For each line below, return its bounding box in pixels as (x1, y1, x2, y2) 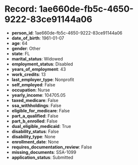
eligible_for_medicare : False (11, 107, 70, 113)
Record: (4, 3, 38, 15)
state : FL (11, 50, 30, 57)
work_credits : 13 (11, 71, 46, 77)
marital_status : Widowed (11, 56, 63, 62)
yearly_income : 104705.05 (11, 92, 66, 98)
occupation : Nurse (11, 87, 50, 93)
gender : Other (11, 45, 41, 51)
